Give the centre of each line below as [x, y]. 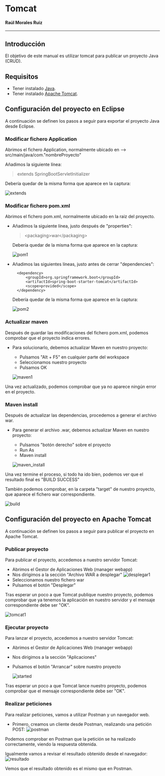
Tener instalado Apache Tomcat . [45, 94]
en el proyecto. [20, 391]
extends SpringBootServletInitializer [53, 174]
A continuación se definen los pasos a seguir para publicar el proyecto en [80, 531]
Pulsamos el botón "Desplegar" [44, 585]
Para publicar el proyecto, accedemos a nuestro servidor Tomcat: [71, 560]
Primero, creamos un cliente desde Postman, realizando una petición [82, 724]
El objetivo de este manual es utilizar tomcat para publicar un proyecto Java [82, 56]
